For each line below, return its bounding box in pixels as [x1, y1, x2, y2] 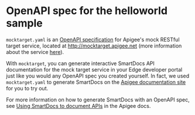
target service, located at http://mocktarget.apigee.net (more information [6, 42, 182, 49]
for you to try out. [6, 84, 49, 92]
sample [6, 16, 43, 30]
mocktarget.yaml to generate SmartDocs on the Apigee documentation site [6, 78, 186, 86]
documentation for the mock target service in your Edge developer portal [6, 66, 183, 73]
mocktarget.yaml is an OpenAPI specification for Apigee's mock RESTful [6, 36, 180, 43]
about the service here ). [6, 48, 64, 55]
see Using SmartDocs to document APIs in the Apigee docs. [6, 102, 151, 109]
